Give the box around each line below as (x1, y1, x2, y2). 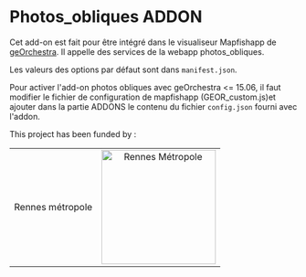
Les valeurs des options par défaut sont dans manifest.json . (9, 64, 237, 75)
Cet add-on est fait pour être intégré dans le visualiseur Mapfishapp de (9, 37, 277, 48)
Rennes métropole (14, 200, 93, 213)
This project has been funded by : (9, 128, 137, 139)
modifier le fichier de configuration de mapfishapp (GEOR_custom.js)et (9, 91, 277, 102)
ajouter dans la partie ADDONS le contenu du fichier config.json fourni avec (9, 101, 298, 112)
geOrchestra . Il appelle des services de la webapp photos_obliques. (9, 46, 265, 57)
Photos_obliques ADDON (9, 6, 203, 27)
